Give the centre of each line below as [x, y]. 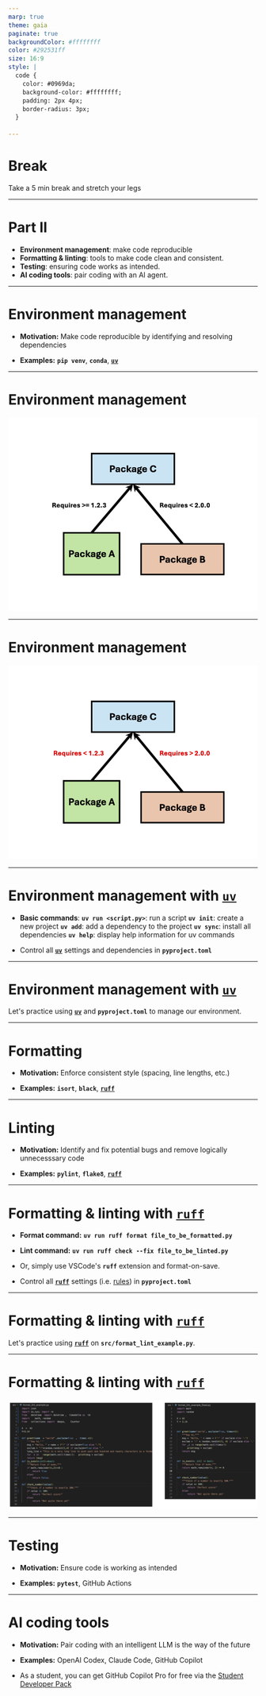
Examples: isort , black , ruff [67, 1088]
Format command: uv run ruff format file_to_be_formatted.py [126, 1235]
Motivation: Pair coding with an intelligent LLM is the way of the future [135, 1644]
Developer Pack [46, 1683]
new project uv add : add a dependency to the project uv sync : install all [135, 926]
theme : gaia [28, 25]
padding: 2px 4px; [53, 100]
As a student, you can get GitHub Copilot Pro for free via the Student [131, 1675]
